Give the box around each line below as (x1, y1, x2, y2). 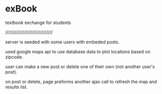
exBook (5, 3, 38, 14)
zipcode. (5, 53, 24, 60)
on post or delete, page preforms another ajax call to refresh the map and (5, 78, 157, 84)
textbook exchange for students (5, 19, 71, 25)
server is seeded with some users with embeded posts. (5, 38, 120, 45)
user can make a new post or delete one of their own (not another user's (5, 63, 155, 69)
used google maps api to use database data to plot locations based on (5, 48, 150, 54)
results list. (5, 83, 28, 90)
